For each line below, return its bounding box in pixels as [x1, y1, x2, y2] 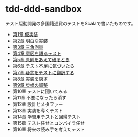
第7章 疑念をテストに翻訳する [12, 69, 74, 75]
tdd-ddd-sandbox [5, 3, 82, 15]
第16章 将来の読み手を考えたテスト [12, 126, 85, 132]
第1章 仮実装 [12, 31, 38, 37]
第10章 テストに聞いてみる [12, 88, 67, 94]
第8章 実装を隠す [12, 76, 48, 82]
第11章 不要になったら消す [12, 94, 67, 100]
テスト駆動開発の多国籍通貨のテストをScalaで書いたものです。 [5, 20, 136, 26]
